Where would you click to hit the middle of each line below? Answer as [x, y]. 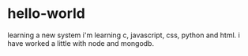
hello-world [47, 14]
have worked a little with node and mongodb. [81, 43]
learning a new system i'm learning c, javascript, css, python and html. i [124, 35]
